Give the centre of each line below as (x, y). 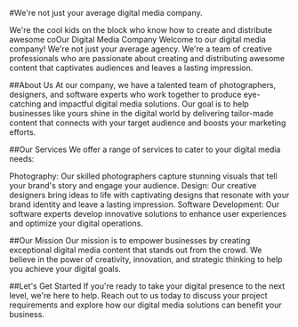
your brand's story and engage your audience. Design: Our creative (133, 185)
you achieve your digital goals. (65, 269)
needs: (22, 159)
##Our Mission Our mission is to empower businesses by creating (130, 240)
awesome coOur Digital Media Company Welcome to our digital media (138, 40)
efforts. (23, 132)
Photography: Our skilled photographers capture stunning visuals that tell (143, 176)
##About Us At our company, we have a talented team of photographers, (143, 85)
